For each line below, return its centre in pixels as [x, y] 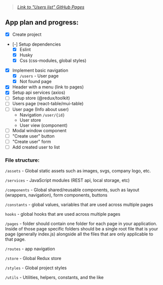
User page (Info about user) [40, 109]
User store [30, 120]
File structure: [22, 160]
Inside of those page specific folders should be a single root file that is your [82, 229]
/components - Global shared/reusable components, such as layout [72, 190]
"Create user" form [32, 142]
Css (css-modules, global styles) [53, 60]
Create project [27, 34]
